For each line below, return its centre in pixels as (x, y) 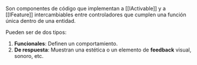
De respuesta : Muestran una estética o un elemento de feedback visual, (103, 50)
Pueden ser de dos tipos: (36, 32)
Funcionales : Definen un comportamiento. (66, 44)
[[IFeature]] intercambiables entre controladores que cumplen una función (96, 15)
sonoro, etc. (29, 56)
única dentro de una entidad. (41, 21)
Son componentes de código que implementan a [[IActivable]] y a (86, 8)
